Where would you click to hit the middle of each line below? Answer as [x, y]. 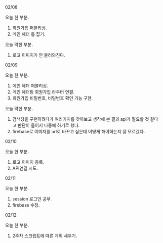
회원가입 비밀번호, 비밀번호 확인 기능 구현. [52, 98]
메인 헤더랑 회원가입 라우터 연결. [43, 92]
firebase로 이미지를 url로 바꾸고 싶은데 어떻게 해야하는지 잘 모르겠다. [79, 131]
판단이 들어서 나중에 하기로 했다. [49, 125]
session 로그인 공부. [32, 199]
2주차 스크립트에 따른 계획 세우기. [45, 236]
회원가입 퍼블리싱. [29, 28]
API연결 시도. [25, 168]
